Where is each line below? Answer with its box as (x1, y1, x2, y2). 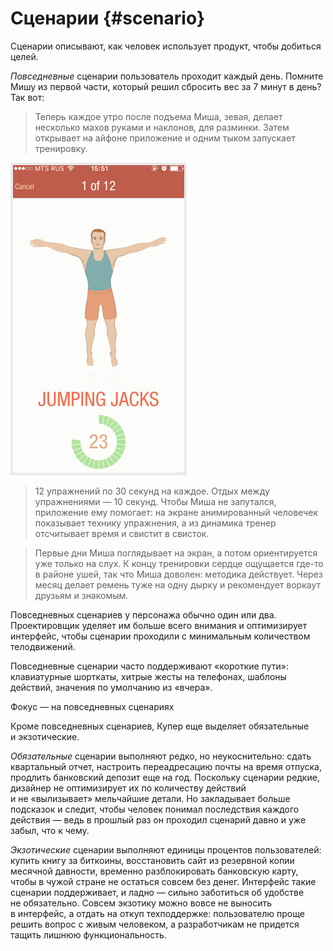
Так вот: (10, 91, 45, 103)
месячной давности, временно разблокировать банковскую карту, (10, 865, 299, 877)
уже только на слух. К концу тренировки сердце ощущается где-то (34, 557, 324, 569)
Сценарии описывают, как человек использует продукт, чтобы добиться (10, 40, 322, 52)
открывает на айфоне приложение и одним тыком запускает (34, 132, 296, 144)
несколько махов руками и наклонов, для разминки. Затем (34, 121, 290, 133)
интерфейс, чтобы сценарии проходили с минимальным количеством (10, 630, 311, 642)
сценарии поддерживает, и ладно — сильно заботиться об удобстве (10, 886, 305, 898)
